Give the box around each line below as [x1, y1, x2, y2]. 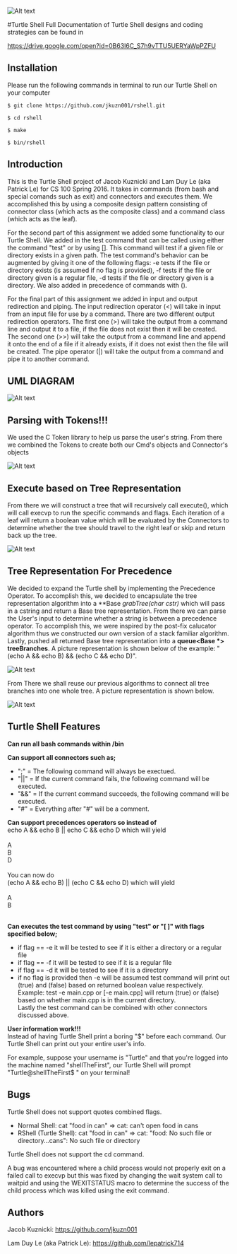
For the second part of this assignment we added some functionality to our [7, 228, 225, 237]
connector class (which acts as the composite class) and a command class [7, 207, 226, 216]
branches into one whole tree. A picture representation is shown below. [7, 686, 214, 695]
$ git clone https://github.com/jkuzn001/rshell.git [7, 102, 166, 109]
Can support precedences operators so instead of [7, 818, 157, 826]
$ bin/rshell [7, 139, 46, 146]
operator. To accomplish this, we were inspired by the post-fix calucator [7, 621, 217, 630]
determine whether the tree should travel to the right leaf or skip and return [7, 524, 226, 532]
